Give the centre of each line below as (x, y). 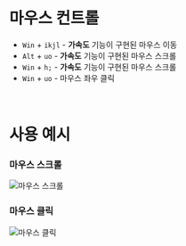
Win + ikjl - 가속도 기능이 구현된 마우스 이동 (100, 45)
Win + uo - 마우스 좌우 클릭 (69, 78)
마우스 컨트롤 (54, 18)
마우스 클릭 (32, 211)
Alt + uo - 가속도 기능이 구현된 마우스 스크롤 (99, 55)
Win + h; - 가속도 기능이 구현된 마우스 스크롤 (99, 67)
